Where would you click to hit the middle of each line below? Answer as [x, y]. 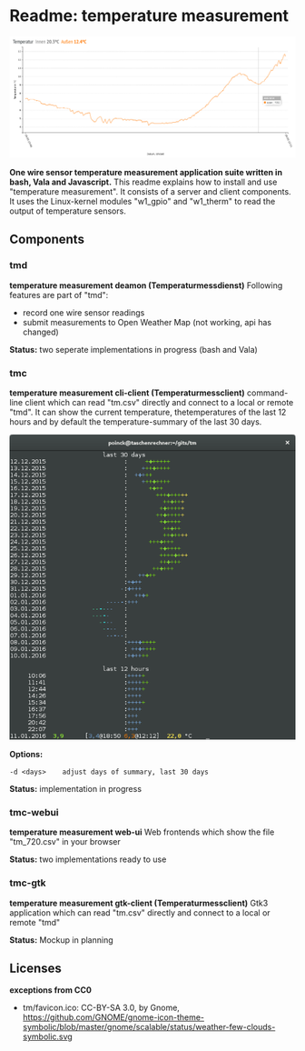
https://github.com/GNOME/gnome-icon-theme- [113, 1017]
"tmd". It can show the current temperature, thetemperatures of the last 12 [148, 412]
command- [267, 393]
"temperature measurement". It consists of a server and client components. [151, 192]
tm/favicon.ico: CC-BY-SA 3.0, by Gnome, [101, 1008]
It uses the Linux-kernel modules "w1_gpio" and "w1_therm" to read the [143, 202]
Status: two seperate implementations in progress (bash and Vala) [134, 349]
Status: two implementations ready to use [88, 859]
